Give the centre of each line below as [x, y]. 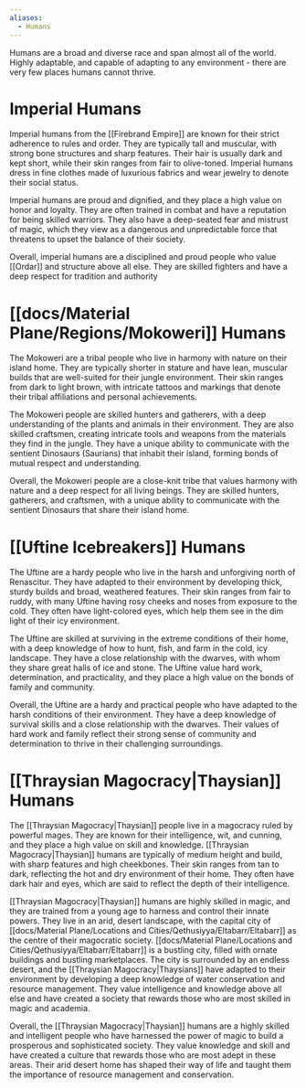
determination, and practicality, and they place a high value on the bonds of [152, 678]
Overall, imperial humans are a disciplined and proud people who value [143, 257]
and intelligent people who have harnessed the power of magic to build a [147, 1036]
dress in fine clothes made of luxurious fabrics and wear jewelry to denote [149, 173]
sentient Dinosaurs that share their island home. [100, 510]
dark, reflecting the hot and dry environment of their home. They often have [152, 874]
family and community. [53, 688]
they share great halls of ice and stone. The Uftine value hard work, [136, 667]
